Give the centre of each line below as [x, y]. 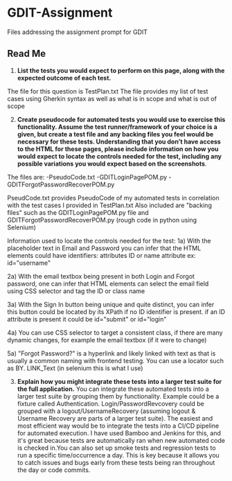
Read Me [27, 54]
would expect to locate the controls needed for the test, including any [119, 156]
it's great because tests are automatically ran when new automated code [121, 440]
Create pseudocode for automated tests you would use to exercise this [121, 119]
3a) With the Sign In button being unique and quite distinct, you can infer [111, 304]
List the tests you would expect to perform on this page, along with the [121, 70]
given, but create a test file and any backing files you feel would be [115, 134]
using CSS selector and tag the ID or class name [76, 291]
